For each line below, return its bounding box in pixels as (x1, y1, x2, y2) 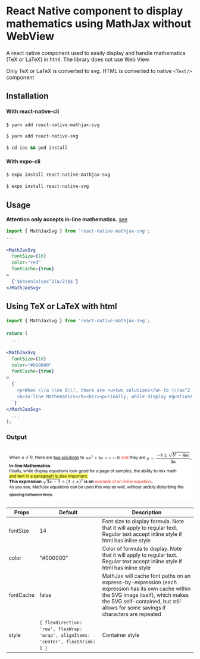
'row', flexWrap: (39, 626, 83, 632)
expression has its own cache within (102, 585, 191, 593)
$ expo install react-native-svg (6, 184, 89, 190)
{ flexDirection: (39, 620, 83, 626)
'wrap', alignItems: (39, 633, 90, 639)
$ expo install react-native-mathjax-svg (6, 172, 111, 178)
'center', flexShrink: (39, 639, 96, 645)
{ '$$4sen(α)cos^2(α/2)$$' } (11, 278, 79, 285)
